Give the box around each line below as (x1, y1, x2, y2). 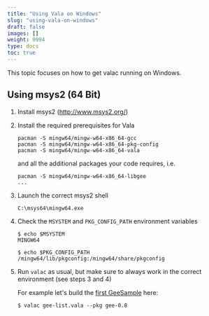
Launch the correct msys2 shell (17, 191, 108, 200)
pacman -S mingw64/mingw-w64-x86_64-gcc (17, 135, 137, 142)
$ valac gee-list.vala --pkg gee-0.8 (17, 302, 128, 309)
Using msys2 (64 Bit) (7, 89, 101, 101)
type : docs (7, 43, 39, 50)
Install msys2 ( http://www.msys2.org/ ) (17, 107, 129, 116)
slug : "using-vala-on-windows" (7, 17, 99, 24)
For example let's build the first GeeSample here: (17, 288, 159, 296)
